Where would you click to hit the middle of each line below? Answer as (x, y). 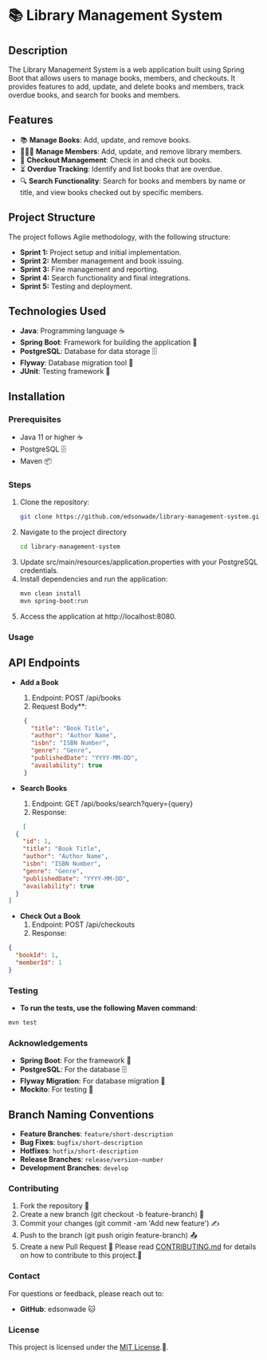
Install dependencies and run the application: (94, 579)
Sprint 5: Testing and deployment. (76, 286)
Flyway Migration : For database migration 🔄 (92, 1081)
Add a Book (39, 682)
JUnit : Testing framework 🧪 (65, 372)
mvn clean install (50, 594)
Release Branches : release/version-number (92, 1159)
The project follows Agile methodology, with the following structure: (120, 237)
